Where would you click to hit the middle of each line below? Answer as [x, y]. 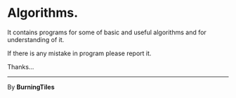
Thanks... [21, 66]
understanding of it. [36, 39]
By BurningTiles [31, 87]
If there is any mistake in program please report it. [79, 53]
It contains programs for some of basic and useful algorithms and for [107, 32]
